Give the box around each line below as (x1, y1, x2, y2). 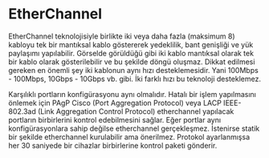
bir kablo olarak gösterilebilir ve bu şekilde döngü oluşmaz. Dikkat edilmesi (8, 57, 255, 67)
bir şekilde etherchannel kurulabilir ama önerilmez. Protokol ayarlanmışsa (8, 132, 251, 141)
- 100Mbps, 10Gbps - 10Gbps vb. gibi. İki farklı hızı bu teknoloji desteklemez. (8, 74, 261, 83)
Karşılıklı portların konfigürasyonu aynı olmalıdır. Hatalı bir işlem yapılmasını (8, 89, 257, 99)
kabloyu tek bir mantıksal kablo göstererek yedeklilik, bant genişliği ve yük (8, 39, 254, 49)
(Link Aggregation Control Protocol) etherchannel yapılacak (37, 106, 234, 116)
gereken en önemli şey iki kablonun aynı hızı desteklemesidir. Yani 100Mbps (8, 65, 259, 75)
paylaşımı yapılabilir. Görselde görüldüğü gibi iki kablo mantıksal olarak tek (8, 48, 255, 58)
